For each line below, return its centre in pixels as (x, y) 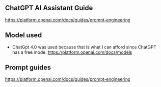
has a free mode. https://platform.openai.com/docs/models (72, 52)
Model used (24, 35)
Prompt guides (28, 68)
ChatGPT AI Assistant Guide (49, 8)
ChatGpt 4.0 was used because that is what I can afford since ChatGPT (84, 47)
